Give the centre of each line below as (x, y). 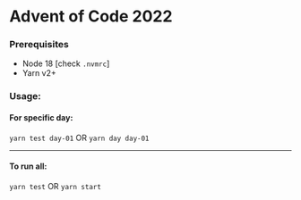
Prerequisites (39, 45)
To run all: (28, 166)
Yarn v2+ (39, 73)
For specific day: (41, 117)
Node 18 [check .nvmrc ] (66, 63)
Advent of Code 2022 (91, 17)
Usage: (26, 96)
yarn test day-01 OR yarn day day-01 (79, 137)
